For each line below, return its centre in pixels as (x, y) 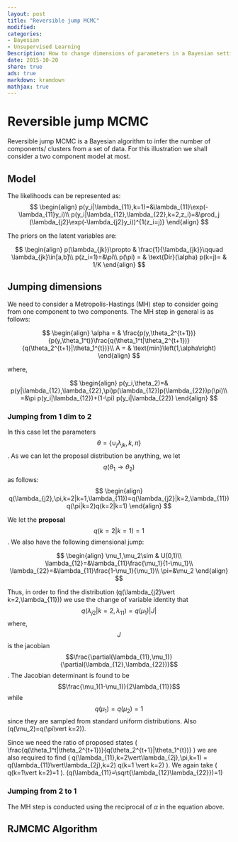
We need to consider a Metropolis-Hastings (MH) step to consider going (113, 304)
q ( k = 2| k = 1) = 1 (119, 530)
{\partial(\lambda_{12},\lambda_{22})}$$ (119, 664)
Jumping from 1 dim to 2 (50, 416)
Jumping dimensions (55, 287)
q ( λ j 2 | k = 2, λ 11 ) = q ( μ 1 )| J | (119, 611)
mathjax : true (28, 87)
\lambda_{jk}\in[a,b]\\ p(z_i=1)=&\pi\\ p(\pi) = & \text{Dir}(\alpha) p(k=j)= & (119, 257)
